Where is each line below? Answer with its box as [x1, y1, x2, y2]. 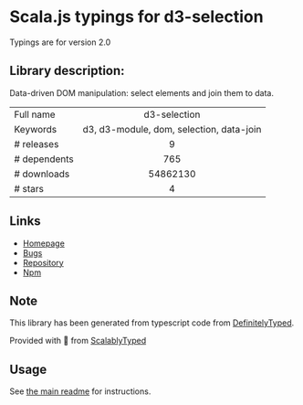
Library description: [9, 63, 125, 79]
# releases [14, 137, 59, 150]
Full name [14, 108, 57, 121]
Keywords [14, 123, 57, 135]
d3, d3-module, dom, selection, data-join [82, 123, 262, 135]
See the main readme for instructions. [9, 386, 151, 397]
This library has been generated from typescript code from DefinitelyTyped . [9, 317, 295, 328]
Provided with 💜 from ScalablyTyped [9, 336, 147, 346]
